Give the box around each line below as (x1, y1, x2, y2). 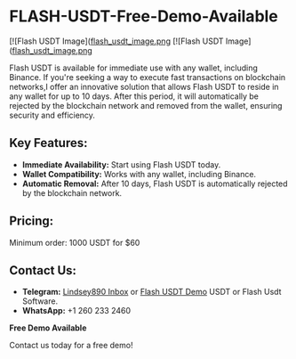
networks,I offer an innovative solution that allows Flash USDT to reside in (9, 81, 279, 92)
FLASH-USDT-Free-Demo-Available (9, 6, 278, 27)
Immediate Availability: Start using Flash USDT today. (21, 159, 221, 170)
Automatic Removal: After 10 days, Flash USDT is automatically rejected (21, 178, 288, 189)
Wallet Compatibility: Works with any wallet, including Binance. (21, 168, 256, 179)
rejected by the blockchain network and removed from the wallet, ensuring (9, 100, 283, 110)
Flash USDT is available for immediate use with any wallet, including (9, 62, 258, 73)
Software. (21, 296, 59, 306)
